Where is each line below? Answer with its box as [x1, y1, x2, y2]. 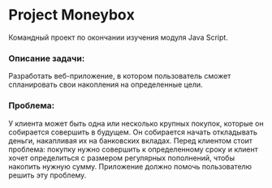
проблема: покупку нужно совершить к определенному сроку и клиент [8, 144, 258, 154]
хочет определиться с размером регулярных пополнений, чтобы [8, 152, 235, 163]
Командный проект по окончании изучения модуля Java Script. [8, 32, 229, 42]
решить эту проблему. [8, 170, 87, 180]
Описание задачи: [8, 53, 85, 64]
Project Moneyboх [8, 6, 136, 24]
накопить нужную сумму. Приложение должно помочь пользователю [8, 161, 253, 171]
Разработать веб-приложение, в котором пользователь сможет [8, 71, 231, 81]
